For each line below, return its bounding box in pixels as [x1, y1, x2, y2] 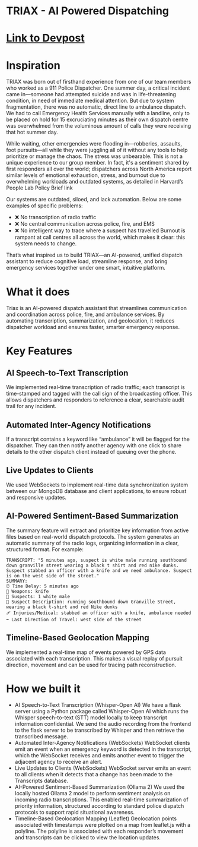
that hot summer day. [6, 129, 58, 136]
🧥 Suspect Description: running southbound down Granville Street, [6, 599, 177, 605]
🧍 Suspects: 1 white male [6, 593, 70, 599]
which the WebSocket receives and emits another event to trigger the [14, 752, 185, 759]
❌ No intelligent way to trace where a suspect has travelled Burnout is [14, 227, 186, 234]
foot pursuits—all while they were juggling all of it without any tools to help [6, 147, 188, 154]
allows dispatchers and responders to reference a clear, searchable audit [6, 396, 185, 403]
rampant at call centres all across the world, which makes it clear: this [14, 233, 186, 241]
